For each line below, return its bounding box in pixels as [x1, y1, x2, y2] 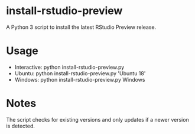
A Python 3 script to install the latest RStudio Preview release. [6, 24, 157, 31]
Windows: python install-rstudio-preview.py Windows [14, 76, 145, 83]
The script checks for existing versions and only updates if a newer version [6, 116, 189, 123]
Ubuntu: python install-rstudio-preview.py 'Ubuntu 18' [14, 69, 146, 77]
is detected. [6, 122, 35, 129]
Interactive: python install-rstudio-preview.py [14, 63, 125, 71]
